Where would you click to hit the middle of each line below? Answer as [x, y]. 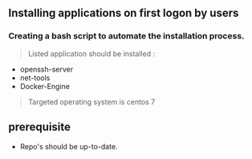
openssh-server [47, 69]
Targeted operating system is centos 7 [91, 102]
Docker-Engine [45, 86]
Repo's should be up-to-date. [69, 146]
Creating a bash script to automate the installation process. [126, 36]
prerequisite [39, 127]
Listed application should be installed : [91, 53]
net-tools [35, 77]
